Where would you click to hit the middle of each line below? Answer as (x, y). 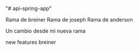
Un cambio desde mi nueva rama (46, 31)
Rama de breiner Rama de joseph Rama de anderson (69, 19)
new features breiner (31, 42)
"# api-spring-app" (29, 8)
